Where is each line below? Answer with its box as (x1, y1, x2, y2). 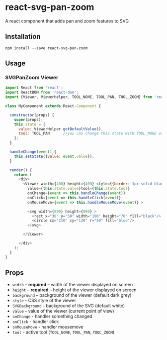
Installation (5, 32, 41, 41)
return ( (14, 172, 32, 177)
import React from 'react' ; (5, 85, 64, 91)
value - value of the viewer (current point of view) (12, 308, 114, 314)
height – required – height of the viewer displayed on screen (12, 287, 137, 293)
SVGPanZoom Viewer (5, 74, 59, 81)
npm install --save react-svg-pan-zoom (5, 45, 88, 51)
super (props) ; (14, 117, 43, 122)
